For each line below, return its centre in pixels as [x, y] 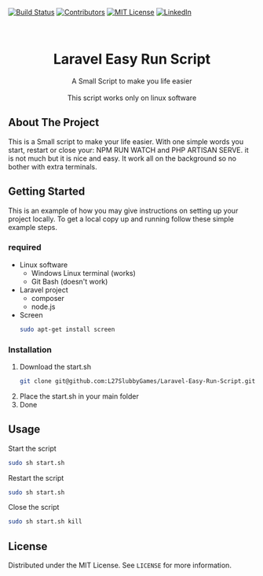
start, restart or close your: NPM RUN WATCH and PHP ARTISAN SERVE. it [128, 150]
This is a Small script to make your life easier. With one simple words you [126, 141]
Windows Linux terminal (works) [83, 273]
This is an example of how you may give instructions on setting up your [123, 210]
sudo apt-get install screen [67, 329]
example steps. [33, 227]
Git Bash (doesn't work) [69, 281]
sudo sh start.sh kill [45, 522]
